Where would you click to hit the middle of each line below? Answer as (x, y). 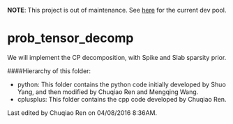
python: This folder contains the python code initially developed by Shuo (122, 84)
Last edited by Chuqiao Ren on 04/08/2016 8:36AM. (82, 113)
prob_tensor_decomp (70, 38)
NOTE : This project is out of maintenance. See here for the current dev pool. (117, 10)
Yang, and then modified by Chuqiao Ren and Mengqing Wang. (108, 92)
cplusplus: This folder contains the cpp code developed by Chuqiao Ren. (122, 99)
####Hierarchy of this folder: (49, 71)
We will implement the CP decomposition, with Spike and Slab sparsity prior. (117, 57)
